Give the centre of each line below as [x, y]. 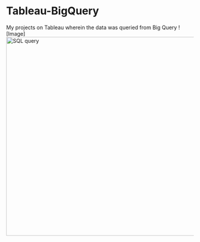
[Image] [16, 33]
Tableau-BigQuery [53, 11]
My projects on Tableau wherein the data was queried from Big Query [92, 27]
